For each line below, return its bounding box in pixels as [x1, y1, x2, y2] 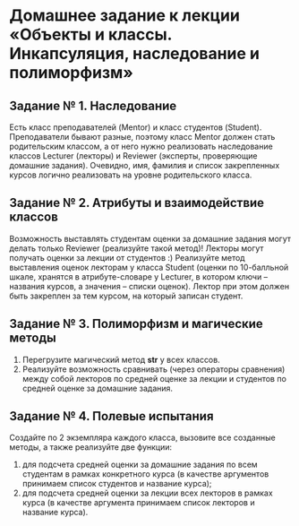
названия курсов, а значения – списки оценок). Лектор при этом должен [9, 280, 289, 291]
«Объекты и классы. [9, 24, 173, 45]
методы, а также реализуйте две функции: [9, 442, 173, 453]
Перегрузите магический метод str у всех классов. [21, 354, 221, 365]
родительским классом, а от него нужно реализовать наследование [9, 141, 273, 151]
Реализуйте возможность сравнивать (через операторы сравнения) [21, 364, 286, 375]
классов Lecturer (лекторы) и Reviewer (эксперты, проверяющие [9, 151, 258, 161]
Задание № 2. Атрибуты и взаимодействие [9, 195, 265, 211]
